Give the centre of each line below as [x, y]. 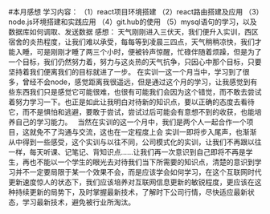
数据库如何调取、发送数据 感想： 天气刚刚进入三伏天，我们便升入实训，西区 [133, 32]
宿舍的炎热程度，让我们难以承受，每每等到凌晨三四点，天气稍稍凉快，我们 [131, 42]
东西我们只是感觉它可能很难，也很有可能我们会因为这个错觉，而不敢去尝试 [138, 92]
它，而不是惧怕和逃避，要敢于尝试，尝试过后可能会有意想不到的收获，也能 [131, 112]
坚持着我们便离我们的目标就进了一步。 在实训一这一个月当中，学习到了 [125, 72]
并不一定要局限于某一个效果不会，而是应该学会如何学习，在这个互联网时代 [138, 172]
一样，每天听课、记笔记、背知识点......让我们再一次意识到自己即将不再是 [127, 152]
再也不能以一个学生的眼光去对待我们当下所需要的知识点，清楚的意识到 [138, 162]
